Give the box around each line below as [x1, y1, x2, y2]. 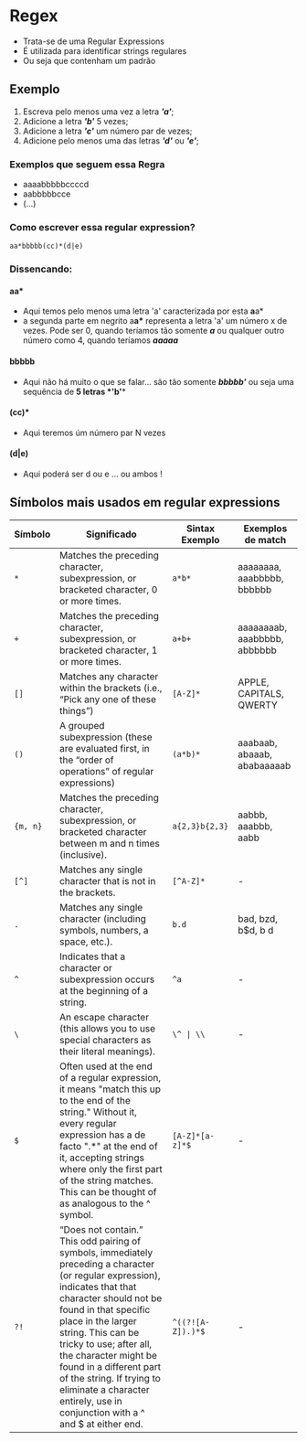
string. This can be [58, 1326, 140, 1339]
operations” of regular [58, 764, 154, 777]
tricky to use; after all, [58, 1337, 153, 1350]
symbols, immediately [58, 1245, 153, 1258]
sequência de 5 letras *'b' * [22, 386, 126, 397]
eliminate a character [58, 1383, 151, 1395]
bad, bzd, [237, 912, 279, 924]
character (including [58, 912, 146, 924]
